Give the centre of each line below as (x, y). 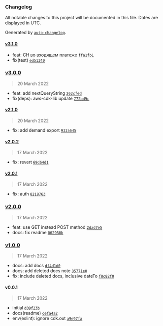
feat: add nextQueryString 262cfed (47, 93)
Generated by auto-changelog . (36, 33)
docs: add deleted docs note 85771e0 (50, 271)
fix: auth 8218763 (29, 194)
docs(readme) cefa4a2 (35, 313)
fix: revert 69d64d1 (30, 162)
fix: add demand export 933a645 (44, 130)
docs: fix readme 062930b (38, 232)
